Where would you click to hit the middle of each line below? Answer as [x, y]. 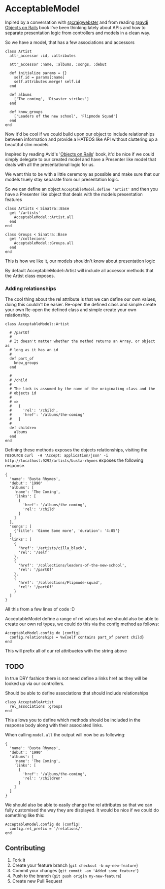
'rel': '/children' [43, 778]
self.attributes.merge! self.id [47, 81]
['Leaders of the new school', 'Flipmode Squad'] [66, 116]
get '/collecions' [29, 239]
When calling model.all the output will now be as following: [65, 735]
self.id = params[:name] [39, 77]
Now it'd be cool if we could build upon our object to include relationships [80, 134]
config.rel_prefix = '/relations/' [46, 829]
